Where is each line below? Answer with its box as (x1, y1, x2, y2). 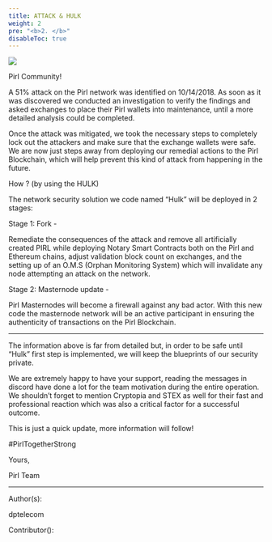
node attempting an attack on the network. (8, 269, 151, 279)
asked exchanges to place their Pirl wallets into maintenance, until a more (8, 104, 253, 114)
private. (8, 358, 34, 368)
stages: (8, 203, 34, 213)
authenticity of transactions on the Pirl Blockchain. (8, 317, 176, 328)
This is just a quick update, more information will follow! (8, 424, 194, 434)
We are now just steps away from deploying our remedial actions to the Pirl (8, 146, 259, 156)
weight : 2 (8, 19, 42, 28)
